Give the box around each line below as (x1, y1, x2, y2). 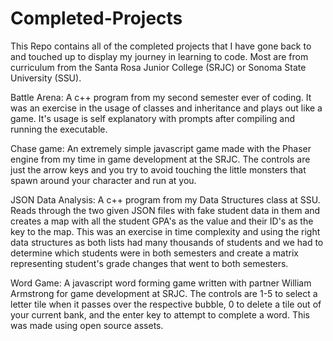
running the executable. (10, 123, 108, 135)
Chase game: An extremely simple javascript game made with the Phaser (10, 142, 312, 154)
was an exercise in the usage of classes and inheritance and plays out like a (10, 102, 323, 114)
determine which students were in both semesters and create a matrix (10, 247, 299, 259)
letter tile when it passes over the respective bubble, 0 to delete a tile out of (10, 298, 322, 310)
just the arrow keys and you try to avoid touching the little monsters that (10, 163, 307, 176)
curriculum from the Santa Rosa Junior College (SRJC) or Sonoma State (10, 61, 307, 73)
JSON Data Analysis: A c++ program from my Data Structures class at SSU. (10, 193, 321, 206)
